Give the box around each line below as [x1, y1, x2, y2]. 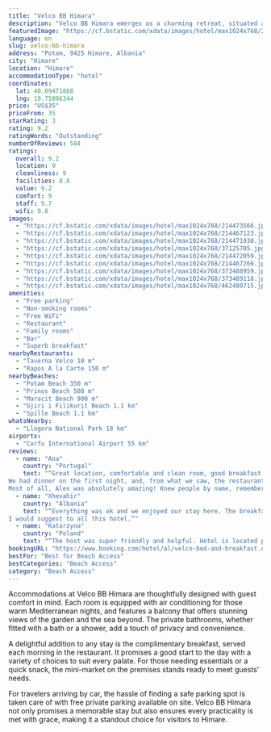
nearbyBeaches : [8, 372, 60, 380]
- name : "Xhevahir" [15, 491, 81, 500]
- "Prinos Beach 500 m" [15, 387, 95, 395]
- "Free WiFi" [15, 312, 63, 320]
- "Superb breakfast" [15, 342, 89, 350]
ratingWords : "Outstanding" [8, 132, 103, 140]
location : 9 [15, 162, 56, 170]
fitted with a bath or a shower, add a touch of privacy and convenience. [8, 623, 246, 634]
